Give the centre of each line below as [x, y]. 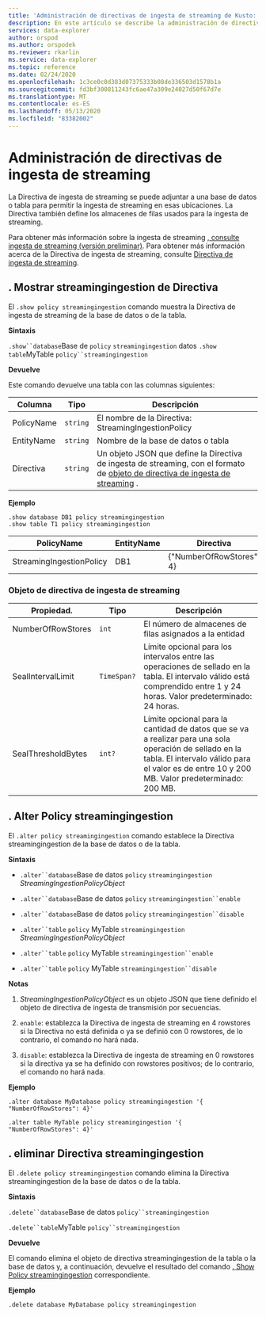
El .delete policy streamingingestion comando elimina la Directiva [119, 1173]
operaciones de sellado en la [197, 666]
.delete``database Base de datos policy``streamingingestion [109, 1212]
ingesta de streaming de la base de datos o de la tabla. [98, 315]
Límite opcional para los [188, 647]
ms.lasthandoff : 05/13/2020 [55, 112]
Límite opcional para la [186, 719]
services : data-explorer [49, 30]
